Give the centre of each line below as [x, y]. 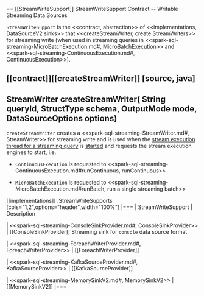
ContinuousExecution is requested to [61, 164]
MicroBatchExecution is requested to [61, 183]
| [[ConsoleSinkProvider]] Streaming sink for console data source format [97, 232]
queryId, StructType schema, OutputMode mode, [102, 109]
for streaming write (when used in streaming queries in [75, 40]
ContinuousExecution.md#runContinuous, [68, 171]
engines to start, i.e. [31, 152]
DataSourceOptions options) [62, 118]
